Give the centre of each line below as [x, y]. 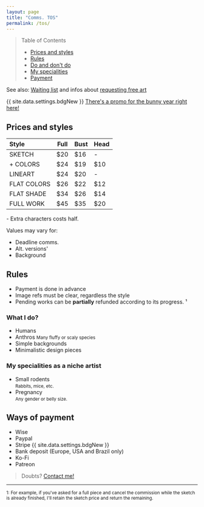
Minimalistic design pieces [48, 350]
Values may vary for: [32, 231]
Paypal [24, 438]
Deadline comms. [37, 242]
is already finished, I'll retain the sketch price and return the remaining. [80, 498]
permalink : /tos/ [28, 23]
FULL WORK [27, 204]
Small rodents [32, 379]
